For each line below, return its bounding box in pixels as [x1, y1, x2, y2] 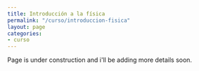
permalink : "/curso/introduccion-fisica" [7, 17, 131, 24]
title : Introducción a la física [7, 10, 105, 18]
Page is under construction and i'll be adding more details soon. [7, 56, 192, 64]
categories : [7, 30, 42, 37]
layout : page [7, 23, 46, 30]
